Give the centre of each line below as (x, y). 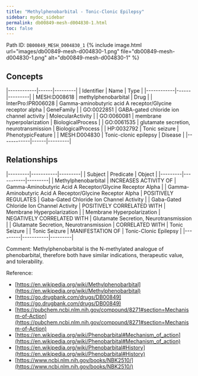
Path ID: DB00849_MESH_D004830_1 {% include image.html (74, 45)
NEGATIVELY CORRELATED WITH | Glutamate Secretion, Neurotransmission (99, 218)
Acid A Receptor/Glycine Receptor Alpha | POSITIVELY (107, 193)
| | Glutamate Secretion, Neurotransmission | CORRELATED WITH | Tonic (95, 225)
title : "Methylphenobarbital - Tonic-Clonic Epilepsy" (75, 12)
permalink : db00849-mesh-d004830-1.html (57, 23)
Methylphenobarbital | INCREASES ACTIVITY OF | (116, 180)
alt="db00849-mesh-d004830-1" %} (94, 58)
